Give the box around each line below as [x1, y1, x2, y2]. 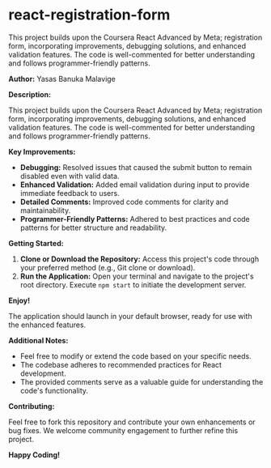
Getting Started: [8, 238, 64, 248]
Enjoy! [8, 296, 31, 305]
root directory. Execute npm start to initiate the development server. [19, 279, 247, 289]
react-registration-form [8, 6, 171, 24]
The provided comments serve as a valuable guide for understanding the [19, 377, 264, 386]
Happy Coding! [8, 449, 61, 459]
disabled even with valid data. [19, 171, 120, 181]
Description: [8, 89, 51, 99]
